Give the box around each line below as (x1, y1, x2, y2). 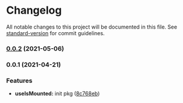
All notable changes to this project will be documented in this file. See (6, 23, 178, 30)
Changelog (6, 4, 62, 17)
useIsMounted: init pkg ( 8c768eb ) (14, 90, 100, 97)
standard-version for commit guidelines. (6, 29, 105, 36)
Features (6, 76, 33, 85)
